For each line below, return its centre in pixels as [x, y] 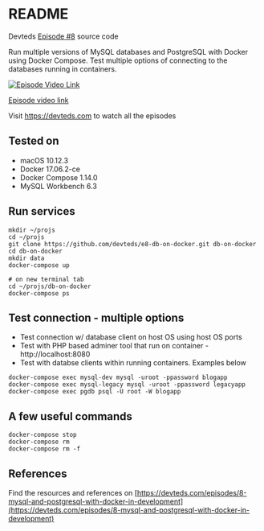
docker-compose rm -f [45, 449]
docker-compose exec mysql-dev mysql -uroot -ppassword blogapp [118, 378]
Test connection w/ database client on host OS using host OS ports [131, 337]
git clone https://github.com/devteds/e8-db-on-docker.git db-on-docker [132, 244]
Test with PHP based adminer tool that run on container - [114, 346]
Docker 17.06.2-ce [50, 169]
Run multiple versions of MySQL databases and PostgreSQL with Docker [128, 51]
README [39, 14]
